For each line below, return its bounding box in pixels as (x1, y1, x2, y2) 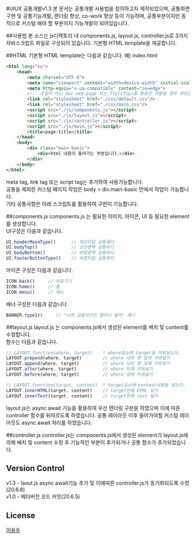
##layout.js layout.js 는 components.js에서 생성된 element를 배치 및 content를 (6, 324, 189, 331)
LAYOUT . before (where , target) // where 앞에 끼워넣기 (6, 372, 153, 377)
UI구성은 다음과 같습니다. (6, 227, 63, 234)
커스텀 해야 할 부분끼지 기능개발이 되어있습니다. (21, 20, 129, 26)
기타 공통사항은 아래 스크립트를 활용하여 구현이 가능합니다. (6, 200, 139, 207)
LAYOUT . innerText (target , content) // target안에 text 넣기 (6, 393, 159, 399)
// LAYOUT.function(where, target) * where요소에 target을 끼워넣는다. (6, 350, 181, 356)
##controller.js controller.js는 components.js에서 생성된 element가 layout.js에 (6, 431, 188, 438)
